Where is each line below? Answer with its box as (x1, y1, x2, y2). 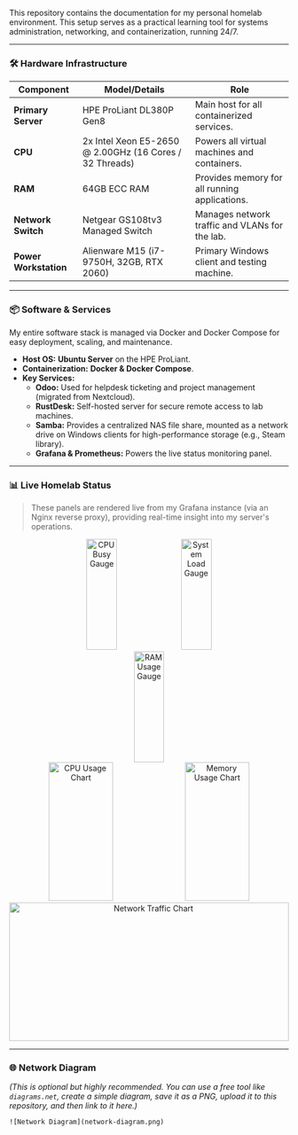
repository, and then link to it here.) (9, 1100, 137, 1111)
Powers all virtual (194, 135, 267, 147)
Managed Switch (82, 225, 153, 238)
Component (18, 83, 69, 96)
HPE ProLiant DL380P (82, 104, 175, 116)
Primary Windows (194, 245, 269, 257)
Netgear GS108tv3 (82, 214, 162, 226)
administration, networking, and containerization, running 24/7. (9, 27, 239, 36)
